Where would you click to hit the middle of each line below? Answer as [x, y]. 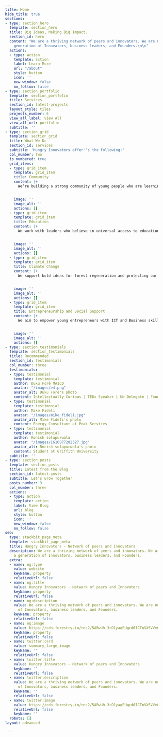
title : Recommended [29, 356]
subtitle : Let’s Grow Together [41, 478]
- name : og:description [33, 601]
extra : [16, 560]
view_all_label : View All [36, 118]
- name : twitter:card [31, 642]
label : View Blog [31, 506]
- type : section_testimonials [36, 347]
